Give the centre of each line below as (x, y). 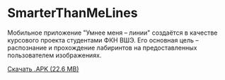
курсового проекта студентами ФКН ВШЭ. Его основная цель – (103, 40)
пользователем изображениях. (54, 55)
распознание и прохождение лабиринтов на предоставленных (102, 47)
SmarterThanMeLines (73, 13)
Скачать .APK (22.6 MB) (43, 69)
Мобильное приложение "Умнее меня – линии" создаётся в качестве (112, 33)
